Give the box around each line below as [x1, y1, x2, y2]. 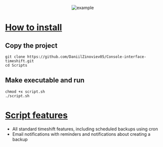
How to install [5, 22, 63, 33]
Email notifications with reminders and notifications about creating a [12, 131, 151, 137]
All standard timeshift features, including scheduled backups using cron [12, 126, 159, 132]
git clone [5, 54, 26, 59]
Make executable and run [5, 76, 85, 85]
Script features [5, 110, 68, 121]
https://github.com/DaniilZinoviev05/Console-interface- [27, 54, 147, 59]
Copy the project [5, 41, 58, 49]
